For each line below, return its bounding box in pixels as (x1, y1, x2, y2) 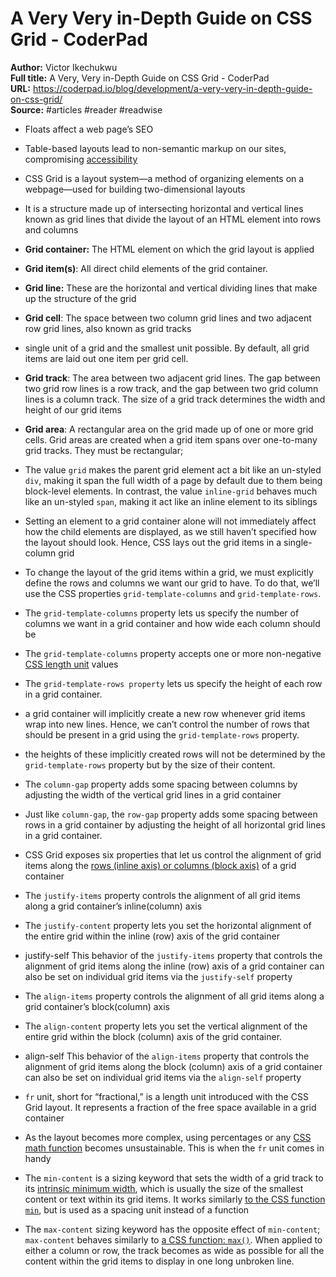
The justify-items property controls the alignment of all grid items (24, 889, 301, 901)
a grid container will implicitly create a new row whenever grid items (24, 707, 306, 719)
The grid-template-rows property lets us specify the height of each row (24, 677, 323, 689)
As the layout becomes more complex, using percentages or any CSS (24, 1131, 312, 1143)
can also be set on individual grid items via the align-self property (24, 1071, 302, 1083)
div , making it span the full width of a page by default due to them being (24, 474, 323, 486)
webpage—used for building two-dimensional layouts (24, 183, 246, 195)
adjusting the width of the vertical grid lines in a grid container (24, 788, 282, 801)
